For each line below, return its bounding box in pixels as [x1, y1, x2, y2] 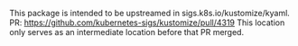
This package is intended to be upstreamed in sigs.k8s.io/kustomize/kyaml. [9, 8, 291, 18]
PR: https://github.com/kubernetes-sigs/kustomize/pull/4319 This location [9, 17, 285, 28]
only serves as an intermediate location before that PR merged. [9, 27, 245, 37]
